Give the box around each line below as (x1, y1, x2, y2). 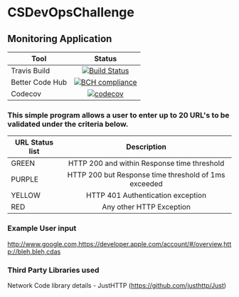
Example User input (7, 224, 77, 234)
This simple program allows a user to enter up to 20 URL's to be (7, 110, 230, 120)
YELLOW (11, 190, 41, 200)
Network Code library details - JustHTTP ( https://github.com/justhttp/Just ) (7, 281, 226, 289)
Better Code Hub (11, 78, 68, 87)
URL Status (15, 137, 54, 147)
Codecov (11, 89, 41, 98)
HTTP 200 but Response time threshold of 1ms (67, 170, 225, 180)
